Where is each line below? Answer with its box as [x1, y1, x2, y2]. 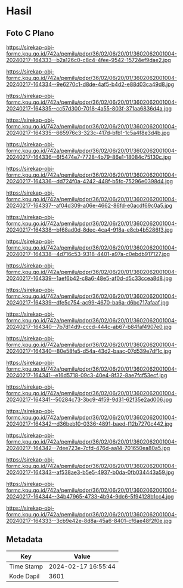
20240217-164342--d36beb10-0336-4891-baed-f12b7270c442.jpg [6, 420, 173, 427]
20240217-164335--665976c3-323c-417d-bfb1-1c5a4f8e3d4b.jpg [6, 130, 170, 136]
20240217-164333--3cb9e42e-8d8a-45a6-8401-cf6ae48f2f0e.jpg [6, 518, 172, 524]
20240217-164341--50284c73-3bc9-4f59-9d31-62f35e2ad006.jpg [6, 396, 172, 403]
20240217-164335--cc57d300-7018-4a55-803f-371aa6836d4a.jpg [6, 105, 172, 112]
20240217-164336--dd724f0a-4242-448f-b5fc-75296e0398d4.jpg [6, 178, 173, 184]
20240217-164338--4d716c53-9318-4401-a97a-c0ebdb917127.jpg [6, 251, 170, 257]
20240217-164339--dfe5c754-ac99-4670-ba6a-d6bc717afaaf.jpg [6, 299, 169, 306]
